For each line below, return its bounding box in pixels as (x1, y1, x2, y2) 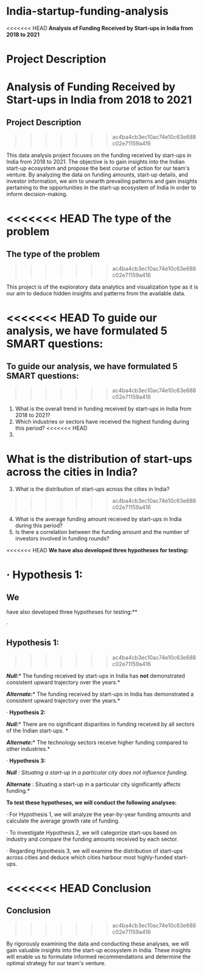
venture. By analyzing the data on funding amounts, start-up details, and (6, 171, 189, 178)
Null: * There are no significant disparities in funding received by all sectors (6, 720, 195, 728)
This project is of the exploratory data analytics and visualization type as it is (6, 283, 199, 290)
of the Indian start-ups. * (6, 726, 68, 734)
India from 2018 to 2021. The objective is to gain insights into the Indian (6, 158, 185, 166)
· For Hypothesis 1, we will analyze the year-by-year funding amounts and (6, 810, 191, 818)
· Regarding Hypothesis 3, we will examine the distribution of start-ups (6, 847, 183, 854)
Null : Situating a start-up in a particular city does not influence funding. (6, 768, 189, 776)
